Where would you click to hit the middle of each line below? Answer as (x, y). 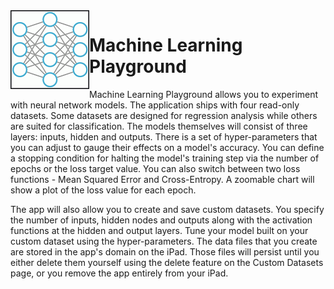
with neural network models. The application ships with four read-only (155, 105)
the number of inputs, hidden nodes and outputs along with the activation (161, 220)
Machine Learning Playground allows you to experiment (204, 94)
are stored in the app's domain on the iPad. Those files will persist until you (165, 251)
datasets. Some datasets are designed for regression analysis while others (164, 115)
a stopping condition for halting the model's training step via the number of (165, 158)
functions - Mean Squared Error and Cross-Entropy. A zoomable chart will (162, 179)
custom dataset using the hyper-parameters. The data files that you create (164, 241)
